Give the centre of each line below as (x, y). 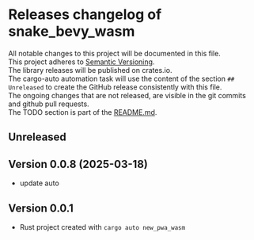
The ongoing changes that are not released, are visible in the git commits (127, 95)
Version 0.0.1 (41, 208)
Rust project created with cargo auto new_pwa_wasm (102, 227)
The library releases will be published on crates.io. (90, 70)
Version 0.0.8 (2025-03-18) (78, 164)
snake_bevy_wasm (72, 31)
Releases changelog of (85, 15)
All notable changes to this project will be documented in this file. (115, 53)
